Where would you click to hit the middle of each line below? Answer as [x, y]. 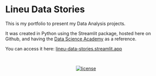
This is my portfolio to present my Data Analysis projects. [65, 23]
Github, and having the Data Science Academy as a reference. [71, 39]
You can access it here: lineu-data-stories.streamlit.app [64, 48]
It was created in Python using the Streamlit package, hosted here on [78, 33]
